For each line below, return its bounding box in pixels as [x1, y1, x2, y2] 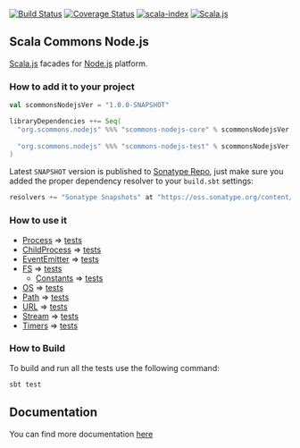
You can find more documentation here [9, 428, 154, 439]
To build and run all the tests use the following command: [9, 362, 221, 373]
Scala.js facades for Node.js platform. [9, 58, 148, 69]
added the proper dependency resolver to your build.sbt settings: [9, 175, 254, 187]
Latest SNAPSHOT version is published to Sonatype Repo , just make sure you [9, 166, 284, 177]
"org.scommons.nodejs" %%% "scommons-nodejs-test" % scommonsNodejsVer [17, 141, 290, 151]
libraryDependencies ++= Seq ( [9, 116, 122, 125]
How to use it [9, 215, 67, 227]
